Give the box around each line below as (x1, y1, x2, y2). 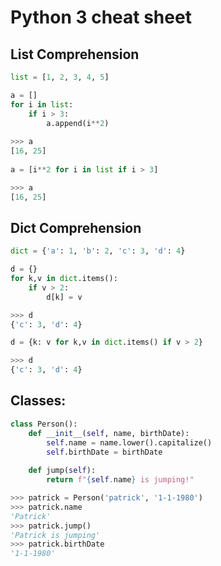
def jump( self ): (28, 466, 97, 476)
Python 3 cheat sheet (10, 6, 192, 29)
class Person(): (10, 419, 78, 429)
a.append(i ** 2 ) (46, 118, 110, 128)
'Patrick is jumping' (10, 530, 101, 540)
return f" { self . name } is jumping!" (46, 475, 195, 485)
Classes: (10, 392, 67, 410)
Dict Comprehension (10, 219, 142, 236)
